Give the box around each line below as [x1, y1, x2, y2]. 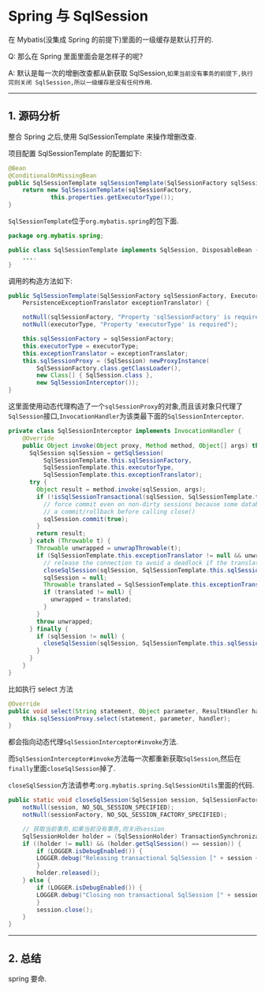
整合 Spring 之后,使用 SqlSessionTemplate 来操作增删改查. [8, 132, 197, 141]
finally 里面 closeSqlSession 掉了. [8, 764, 116, 773]
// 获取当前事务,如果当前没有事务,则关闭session [22, 825, 165, 833]
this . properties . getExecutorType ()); [50, 194, 175, 202]
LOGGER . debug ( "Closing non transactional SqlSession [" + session [36, 891, 259, 899]
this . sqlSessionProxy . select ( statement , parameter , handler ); [22, 714, 231, 722]
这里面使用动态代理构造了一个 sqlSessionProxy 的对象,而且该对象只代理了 [8, 401, 243, 411]
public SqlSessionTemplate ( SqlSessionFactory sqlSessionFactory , [8, 292, 227, 300]
